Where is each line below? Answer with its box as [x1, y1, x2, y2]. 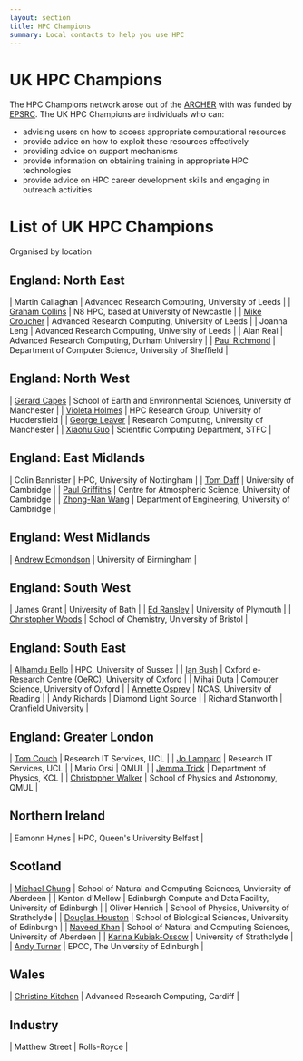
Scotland [9, 859, 62, 874]
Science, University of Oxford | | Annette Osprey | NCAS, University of [9, 683, 272, 694]
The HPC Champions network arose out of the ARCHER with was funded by [9, 99, 292, 110]
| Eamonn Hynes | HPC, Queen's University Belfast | [9, 832, 204, 843]
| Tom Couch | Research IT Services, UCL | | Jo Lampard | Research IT [9, 752, 274, 763]
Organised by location [9, 246, 93, 257]
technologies [22, 165, 72, 176]
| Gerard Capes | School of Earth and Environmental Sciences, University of [9, 395, 292, 406]
